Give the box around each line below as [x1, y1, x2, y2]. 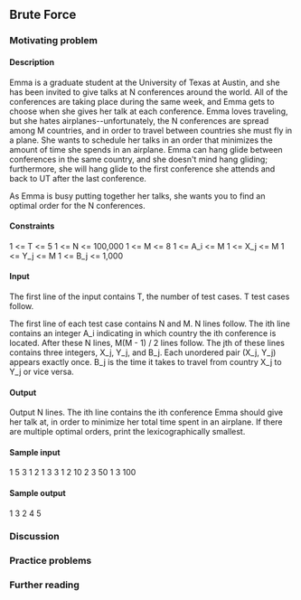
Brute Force [9, 7, 77, 23]
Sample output [9, 487, 66, 498]
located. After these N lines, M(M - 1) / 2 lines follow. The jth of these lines [9, 337, 285, 348]
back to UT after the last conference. [9, 173, 147, 183]
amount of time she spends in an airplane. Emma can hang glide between [9, 144, 283, 155]
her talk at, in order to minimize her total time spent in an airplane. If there [9, 417, 283, 427]
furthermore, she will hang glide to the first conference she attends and [9, 163, 276, 174]
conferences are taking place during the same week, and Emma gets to [9, 96, 275, 107]
